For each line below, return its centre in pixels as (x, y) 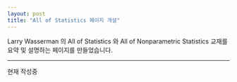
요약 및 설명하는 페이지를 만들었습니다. (60, 50)
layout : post (26, 14)
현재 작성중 (23, 71)
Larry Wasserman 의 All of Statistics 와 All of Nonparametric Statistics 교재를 (117, 41)
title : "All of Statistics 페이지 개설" (64, 20)
